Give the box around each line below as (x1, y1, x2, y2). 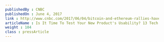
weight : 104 (5, 25, 32, 30)
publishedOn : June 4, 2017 (5, 12, 62, 16)
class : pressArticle (5, 29, 49, 34)
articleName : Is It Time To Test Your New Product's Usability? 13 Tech (5, 20, 159, 26)
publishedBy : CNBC (5, 7, 45, 12)
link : (5, 16, 19, 21)
